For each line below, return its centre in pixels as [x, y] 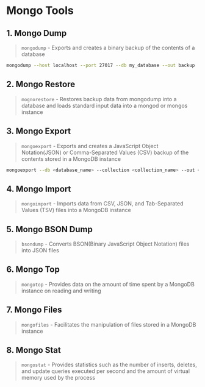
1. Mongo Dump [37, 33]
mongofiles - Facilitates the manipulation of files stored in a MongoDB [109, 324]
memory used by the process [58, 378]
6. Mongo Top [33, 270]
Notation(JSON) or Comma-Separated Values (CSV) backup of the [105, 152]
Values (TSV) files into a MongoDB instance [76, 210]
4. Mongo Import [39, 189]
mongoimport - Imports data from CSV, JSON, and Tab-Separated [103, 204]
